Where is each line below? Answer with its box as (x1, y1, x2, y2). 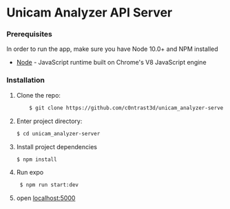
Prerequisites (6, 30, 52, 39)
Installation (6, 76, 45, 85)
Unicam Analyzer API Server (6, 5, 173, 21)
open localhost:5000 (16, 194, 76, 202)
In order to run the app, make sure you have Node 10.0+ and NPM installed (6, 45, 218, 53)
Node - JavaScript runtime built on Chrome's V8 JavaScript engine (16, 58, 207, 67)
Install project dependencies (16, 142, 98, 151)
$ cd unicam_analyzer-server (16, 130, 101, 137)
